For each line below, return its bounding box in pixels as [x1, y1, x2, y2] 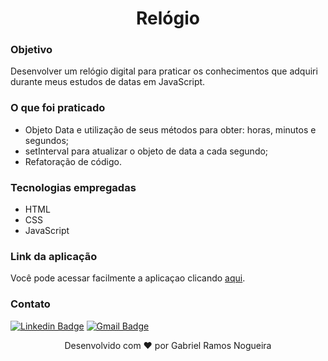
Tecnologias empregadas [10, 180, 137, 194]
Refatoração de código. [24, 155, 122, 167]
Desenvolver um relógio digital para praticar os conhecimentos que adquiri [10, 65, 318, 77]
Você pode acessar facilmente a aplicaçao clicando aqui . [10, 272, 246, 284]
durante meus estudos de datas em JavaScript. [10, 76, 206, 88]
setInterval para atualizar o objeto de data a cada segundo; [24, 145, 269, 157]
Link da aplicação [10, 250, 98, 263]
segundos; [24, 134, 70, 146]
